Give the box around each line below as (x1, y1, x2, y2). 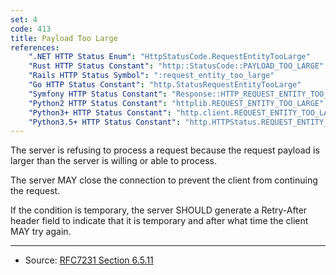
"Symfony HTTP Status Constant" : (28, 89, 168, 99)
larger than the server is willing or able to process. (10, 155, 217, 167)
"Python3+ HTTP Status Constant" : (28, 107, 172, 118)
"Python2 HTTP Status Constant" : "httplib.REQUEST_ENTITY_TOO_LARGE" (28, 98, 325, 108)
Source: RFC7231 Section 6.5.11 (24, 254, 154, 266)
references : (10, 42, 60, 53)
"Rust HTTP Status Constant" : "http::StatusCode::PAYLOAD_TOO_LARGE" (28, 61, 325, 71)
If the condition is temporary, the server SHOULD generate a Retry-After (10, 204, 308, 216)
